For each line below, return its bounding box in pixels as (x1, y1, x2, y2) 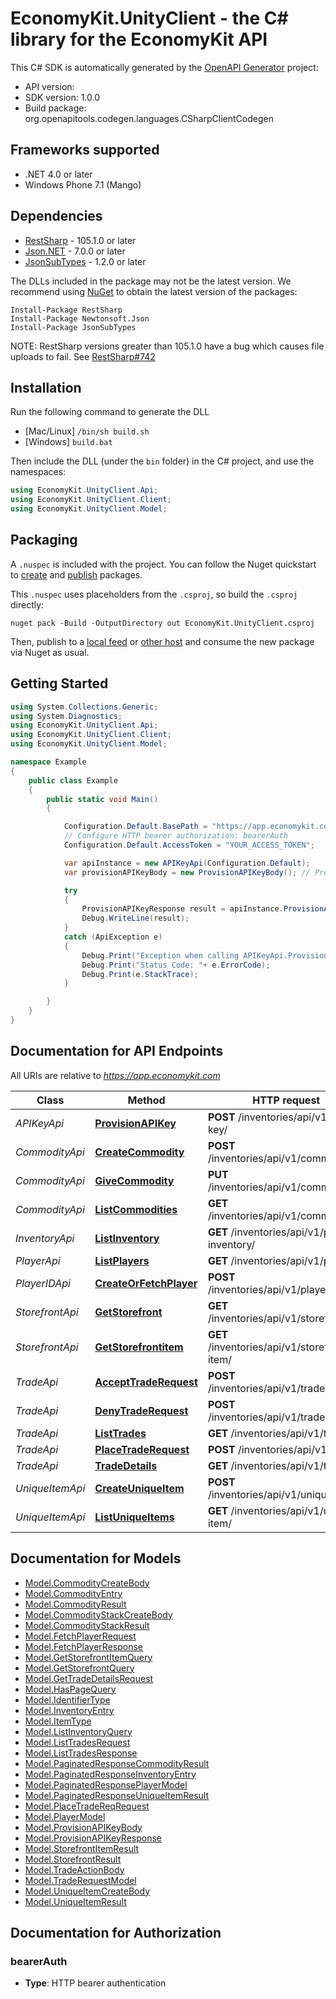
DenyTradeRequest (94, 1403, 189, 1417)
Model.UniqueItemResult (24, 1895, 127, 1907)
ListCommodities (94, 1202, 178, 1216)
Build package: (24, 102, 87, 114)
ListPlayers (94, 1253, 150, 1267)
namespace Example (10, 757, 87, 767)
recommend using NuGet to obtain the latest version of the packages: (10, 285, 298, 297)
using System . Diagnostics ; (10, 711, 123, 721)
